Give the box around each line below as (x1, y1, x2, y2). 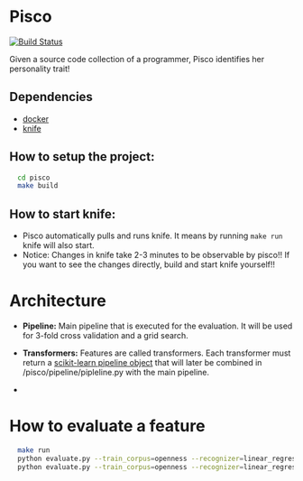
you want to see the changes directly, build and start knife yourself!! (22, 259, 276, 270)
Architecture (9, 291, 106, 311)
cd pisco (17, 173, 50, 182)
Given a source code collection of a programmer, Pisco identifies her (9, 53, 265, 64)
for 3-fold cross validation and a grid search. (22, 330, 189, 341)
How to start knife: (9, 206, 116, 222)
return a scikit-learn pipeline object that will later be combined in (22, 357, 262, 368)
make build (17, 181, 59, 190)
